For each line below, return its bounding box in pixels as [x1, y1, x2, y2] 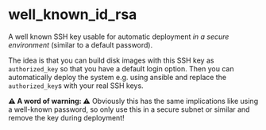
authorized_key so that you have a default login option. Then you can [8, 63, 234, 73]
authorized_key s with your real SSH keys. [8, 81, 145, 90]
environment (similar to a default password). [8, 40, 153, 49]
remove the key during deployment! [8, 113, 125, 122]
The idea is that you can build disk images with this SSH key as [8, 55, 214, 65]
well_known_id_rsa [8, 6, 137, 24]
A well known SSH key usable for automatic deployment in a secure [8, 32, 229, 41]
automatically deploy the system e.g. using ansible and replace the [8, 72, 227, 82]
